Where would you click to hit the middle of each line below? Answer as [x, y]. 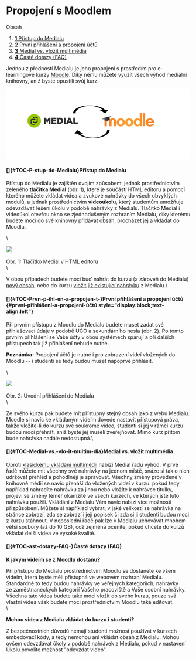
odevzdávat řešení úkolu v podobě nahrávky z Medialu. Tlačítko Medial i [93, 208]
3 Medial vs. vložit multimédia [50, 50]
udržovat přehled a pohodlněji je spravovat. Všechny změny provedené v [94, 477]
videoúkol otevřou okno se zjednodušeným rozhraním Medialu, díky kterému [98, 215]
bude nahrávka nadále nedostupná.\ [50, 438]
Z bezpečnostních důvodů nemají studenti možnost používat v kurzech [92, 631]
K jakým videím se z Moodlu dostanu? [53, 560]
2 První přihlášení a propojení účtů [56, 45]
